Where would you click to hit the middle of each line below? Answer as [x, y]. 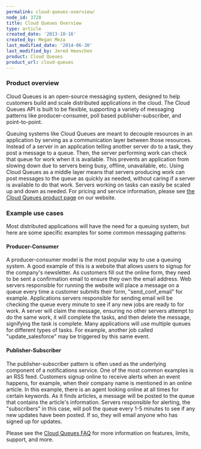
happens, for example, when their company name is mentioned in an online [99, 383]
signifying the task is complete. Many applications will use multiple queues [98, 324]
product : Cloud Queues [34, 57]
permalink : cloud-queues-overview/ [51, 12]
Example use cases [35, 213]
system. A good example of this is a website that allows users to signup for [99, 266]
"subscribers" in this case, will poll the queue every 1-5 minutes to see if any [101, 408]
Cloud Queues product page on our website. [61, 197]
